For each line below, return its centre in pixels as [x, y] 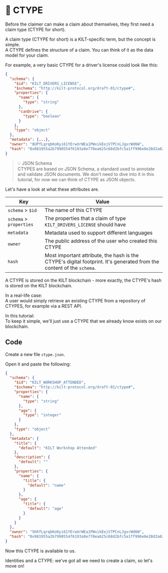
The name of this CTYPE [73, 210]
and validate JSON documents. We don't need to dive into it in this [86, 174]
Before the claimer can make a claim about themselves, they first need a [79, 24]
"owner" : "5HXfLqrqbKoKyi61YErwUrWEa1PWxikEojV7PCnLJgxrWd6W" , [77, 532]
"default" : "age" [45, 508]
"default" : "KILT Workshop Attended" [58, 448]
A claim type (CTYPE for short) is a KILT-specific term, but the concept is [80, 39]
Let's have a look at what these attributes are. [52, 189]
